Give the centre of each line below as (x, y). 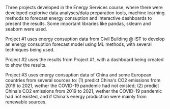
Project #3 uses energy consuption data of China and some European (78, 75)
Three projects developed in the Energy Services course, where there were (84, 7)
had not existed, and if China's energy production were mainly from (76, 97)
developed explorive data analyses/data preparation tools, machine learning (85, 13)
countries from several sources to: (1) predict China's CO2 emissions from (83, 80)
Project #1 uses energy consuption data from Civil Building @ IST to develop (85, 39)
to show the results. (26, 65)
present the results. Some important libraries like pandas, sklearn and (78, 23)
